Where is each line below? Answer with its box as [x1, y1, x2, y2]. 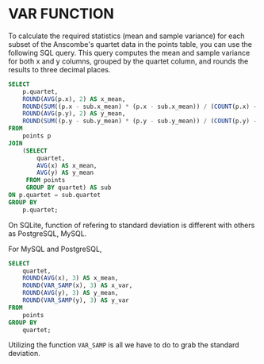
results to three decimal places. [8, 64, 111, 74]
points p [22, 132, 52, 140]
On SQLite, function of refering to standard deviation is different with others [8, 220, 255, 230]
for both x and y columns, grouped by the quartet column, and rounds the [8, 56, 249, 66]
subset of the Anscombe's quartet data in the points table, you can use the [8, 39, 252, 48]
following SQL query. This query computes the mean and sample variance [8, 48, 251, 57]
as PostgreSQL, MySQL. [8, 228, 87, 238]
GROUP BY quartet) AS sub [25, 184, 112, 192]
